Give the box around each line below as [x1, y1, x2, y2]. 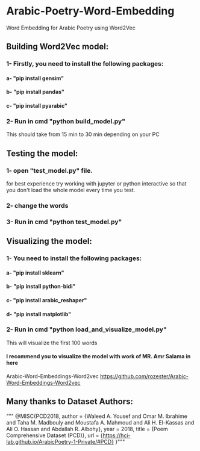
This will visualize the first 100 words [6, 339, 98, 346]
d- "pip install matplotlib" [6, 310, 72, 317]
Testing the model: [6, 148, 78, 158]
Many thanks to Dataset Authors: [6, 396, 134, 407]
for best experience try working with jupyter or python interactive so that [6, 180, 187, 187]
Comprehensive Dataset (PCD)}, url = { [6, 432, 104, 439]
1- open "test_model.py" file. [6, 166, 93, 175]
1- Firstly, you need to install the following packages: [6, 60, 164, 68]
